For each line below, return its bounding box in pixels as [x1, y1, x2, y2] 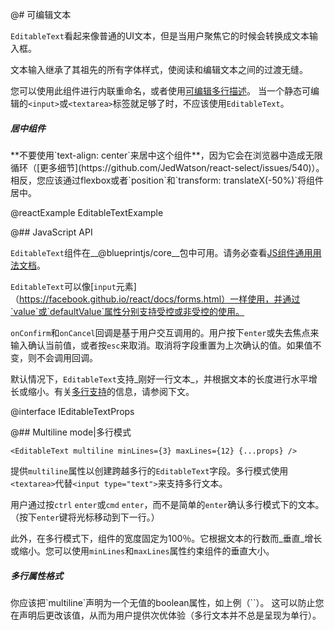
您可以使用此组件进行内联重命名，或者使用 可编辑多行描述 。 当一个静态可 [10, 85, 311, 97]
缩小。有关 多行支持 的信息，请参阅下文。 [27, 385, 195, 397]
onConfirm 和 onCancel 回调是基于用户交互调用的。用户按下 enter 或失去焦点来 [10, 326, 320, 338]
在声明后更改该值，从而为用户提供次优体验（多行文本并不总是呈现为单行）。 [10, 609, 322, 621]
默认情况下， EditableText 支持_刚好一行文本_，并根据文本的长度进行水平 [10, 373, 309, 385]
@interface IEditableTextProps [10, 405, 135, 417]
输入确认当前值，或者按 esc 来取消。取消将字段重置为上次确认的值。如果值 [10, 339, 313, 351]
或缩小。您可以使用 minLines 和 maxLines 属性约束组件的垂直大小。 [10, 544, 275, 557]
